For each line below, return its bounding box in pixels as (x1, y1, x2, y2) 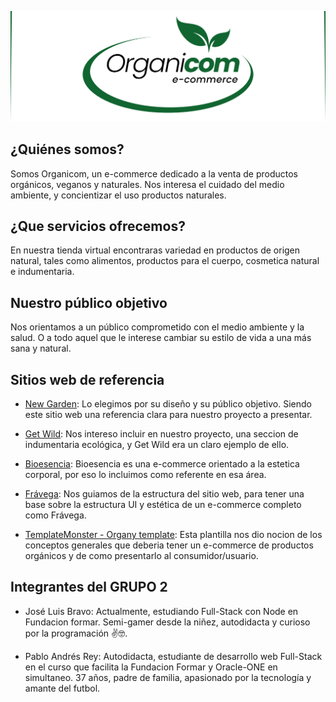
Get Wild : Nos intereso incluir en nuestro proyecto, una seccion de (24, 427, 299, 440)
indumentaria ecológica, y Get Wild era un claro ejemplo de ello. (24, 438, 290, 450)
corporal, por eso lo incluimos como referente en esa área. (24, 468, 267, 480)
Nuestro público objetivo (10, 294, 168, 311)
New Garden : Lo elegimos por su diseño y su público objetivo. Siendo (24, 397, 312, 410)
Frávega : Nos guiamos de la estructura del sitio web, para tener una (24, 487, 305, 500)
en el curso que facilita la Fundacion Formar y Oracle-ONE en (24, 661, 278, 673)
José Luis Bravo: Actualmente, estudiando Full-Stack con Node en (24, 605, 299, 617)
